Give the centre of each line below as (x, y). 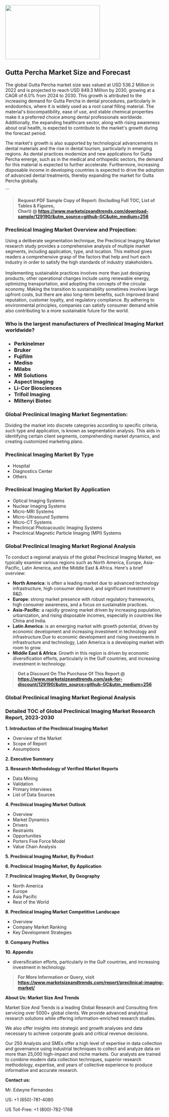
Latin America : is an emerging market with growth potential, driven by (86, 626)
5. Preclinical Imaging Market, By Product (49, 857)
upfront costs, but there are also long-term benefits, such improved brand (82, 294)
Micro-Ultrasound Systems (41, 516)
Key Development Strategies (42, 933)
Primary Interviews (32, 789)
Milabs (22, 369)
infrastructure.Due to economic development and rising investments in (86, 637)
